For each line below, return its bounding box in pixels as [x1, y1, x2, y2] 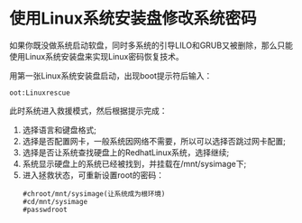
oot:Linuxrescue [9, 88, 70, 98]
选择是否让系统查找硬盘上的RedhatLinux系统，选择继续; [22, 146, 230, 158]
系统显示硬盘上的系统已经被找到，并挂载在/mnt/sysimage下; [22, 158, 247, 169]
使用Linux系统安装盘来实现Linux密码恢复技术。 [9, 51, 184, 61]
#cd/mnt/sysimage [22, 197, 88, 206]
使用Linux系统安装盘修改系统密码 [9, 8, 257, 29]
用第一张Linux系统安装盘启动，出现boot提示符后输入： [9, 70, 213, 81]
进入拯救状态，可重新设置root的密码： [22, 169, 165, 181]
